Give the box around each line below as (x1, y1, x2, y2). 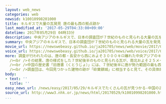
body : (5, 72, 16, 77)
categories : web (5, 12, 39, 17)
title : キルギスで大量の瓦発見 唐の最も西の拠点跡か (5, 21, 100, 26)
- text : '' (5, 76, 28, 81)
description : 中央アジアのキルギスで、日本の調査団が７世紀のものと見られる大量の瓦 (5, 35, 159, 40)
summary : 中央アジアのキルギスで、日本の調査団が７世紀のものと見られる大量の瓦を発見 (5, 40, 161, 45)
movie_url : (5, 44, 28, 49)
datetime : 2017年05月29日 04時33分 (5, 30, 75, 35)
